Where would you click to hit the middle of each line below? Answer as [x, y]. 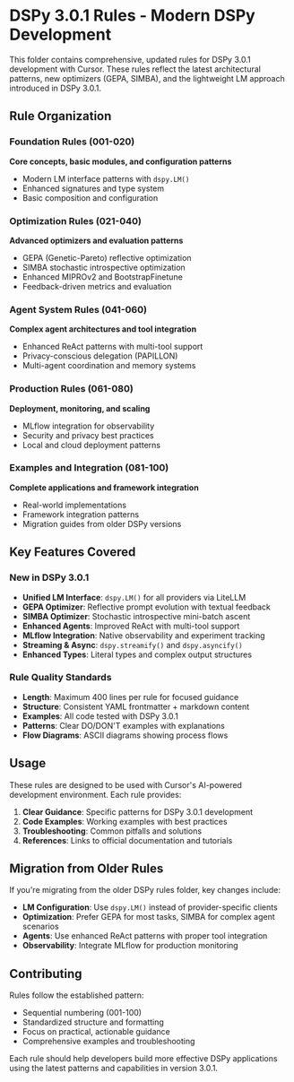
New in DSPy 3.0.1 [49, 577]
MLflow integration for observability [88, 426]
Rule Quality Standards [61, 678]
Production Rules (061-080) [72, 389]
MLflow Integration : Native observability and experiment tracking [144, 635]
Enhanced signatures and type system [93, 188]
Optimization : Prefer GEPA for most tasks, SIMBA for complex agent [148, 917]
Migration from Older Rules [86, 869]
